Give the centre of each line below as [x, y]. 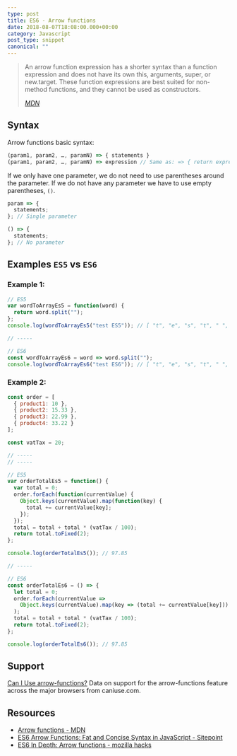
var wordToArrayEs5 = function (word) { [66, 306]
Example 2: [27, 383]
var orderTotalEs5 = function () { [58, 482]
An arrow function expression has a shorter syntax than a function [121, 67]
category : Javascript [39, 34]
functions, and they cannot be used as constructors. [124, 89]
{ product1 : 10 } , [41, 404]
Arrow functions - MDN [51, 730]
